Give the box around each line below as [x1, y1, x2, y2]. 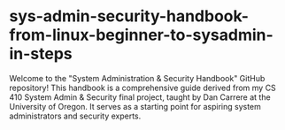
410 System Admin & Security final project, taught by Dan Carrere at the [9, 91, 272, 103]
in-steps [9, 44, 73, 64]
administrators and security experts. [9, 111, 142, 121]
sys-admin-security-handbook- [9, 6, 250, 27]
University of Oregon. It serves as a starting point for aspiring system [9, 101, 261, 111]
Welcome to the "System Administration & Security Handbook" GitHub [9, 73, 266, 83]
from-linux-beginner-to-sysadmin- [9, 25, 274, 45]
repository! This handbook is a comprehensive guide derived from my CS [9, 82, 276, 93]
